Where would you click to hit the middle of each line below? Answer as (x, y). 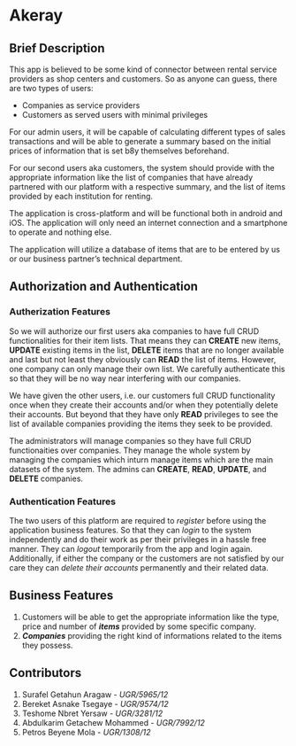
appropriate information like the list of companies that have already (131, 177)
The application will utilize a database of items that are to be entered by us (145, 249)
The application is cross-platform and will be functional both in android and (146, 213)
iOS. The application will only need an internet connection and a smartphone (148, 223)
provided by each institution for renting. (81, 196)
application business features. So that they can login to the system (130, 530)
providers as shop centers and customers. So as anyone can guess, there (143, 79)
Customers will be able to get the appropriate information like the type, (151, 617)
